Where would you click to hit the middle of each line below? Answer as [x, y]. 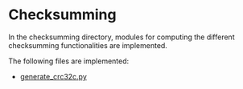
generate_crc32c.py [53, 76]
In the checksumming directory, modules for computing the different [121, 37]
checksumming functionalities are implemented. [88, 45]
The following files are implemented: [69, 61]
